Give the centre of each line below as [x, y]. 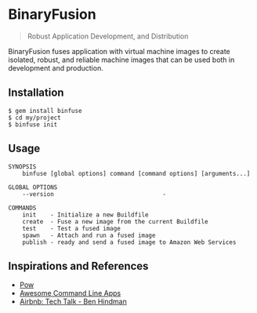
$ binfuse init [33, 124]
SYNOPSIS [22, 166]
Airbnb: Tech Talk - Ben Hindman [73, 302]
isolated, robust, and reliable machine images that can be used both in [121, 60]
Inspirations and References [78, 266]
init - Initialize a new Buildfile [85, 215]
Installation [36, 93]
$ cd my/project [34, 118]
